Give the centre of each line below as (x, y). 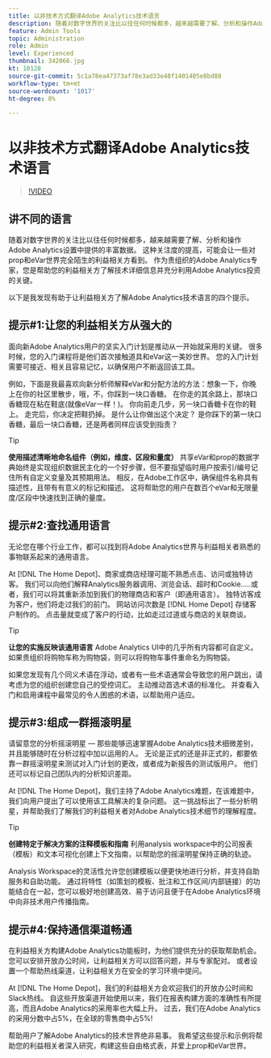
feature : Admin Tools (45, 31)
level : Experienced (41, 53)
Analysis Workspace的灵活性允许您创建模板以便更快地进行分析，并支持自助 (134, 871)
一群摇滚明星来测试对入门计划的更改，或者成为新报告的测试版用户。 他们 (136, 764)
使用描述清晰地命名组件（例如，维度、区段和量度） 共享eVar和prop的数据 (131, 457)
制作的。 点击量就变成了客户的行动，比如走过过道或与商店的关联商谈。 (133, 614)
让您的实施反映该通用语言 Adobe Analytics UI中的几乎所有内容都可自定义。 (133, 647)
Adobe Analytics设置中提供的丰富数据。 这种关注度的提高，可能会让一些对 (132, 250)
